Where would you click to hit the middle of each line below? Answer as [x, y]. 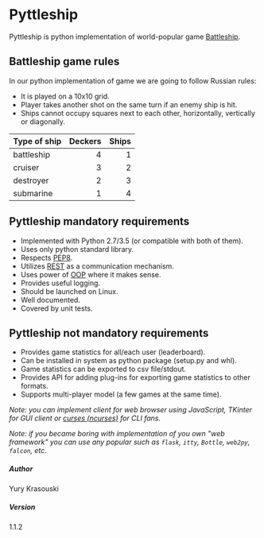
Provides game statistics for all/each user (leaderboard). [113, 352]
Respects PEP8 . [47, 257]
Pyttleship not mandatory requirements [109, 333]
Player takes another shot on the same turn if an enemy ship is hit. [129, 104]
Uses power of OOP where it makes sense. [91, 274]
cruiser [26, 167]
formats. [34, 386]
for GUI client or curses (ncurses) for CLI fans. [85, 418]
